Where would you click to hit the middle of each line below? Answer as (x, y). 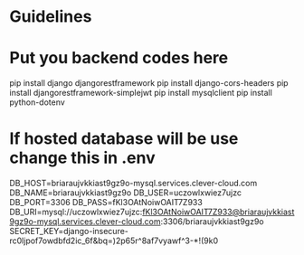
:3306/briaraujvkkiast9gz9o (212, 222)
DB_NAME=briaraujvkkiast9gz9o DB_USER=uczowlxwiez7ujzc (126, 193)
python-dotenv (37, 102)
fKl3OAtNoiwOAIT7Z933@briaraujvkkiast (218, 212)
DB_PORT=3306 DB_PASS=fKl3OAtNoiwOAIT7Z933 (106, 203)
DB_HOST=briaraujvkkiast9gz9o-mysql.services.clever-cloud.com (133, 184)
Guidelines (51, 17)
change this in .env (82, 158)
